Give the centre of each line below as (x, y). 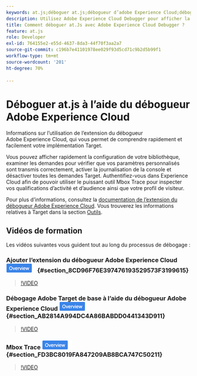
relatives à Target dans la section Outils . (54, 212)
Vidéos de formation (44, 230)
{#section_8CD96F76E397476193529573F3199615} (113, 271)
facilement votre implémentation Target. (54, 146)
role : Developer (26, 37)
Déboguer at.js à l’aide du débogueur (98, 104)
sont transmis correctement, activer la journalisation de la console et (89, 169)
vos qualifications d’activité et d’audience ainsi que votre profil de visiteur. (95, 188)
